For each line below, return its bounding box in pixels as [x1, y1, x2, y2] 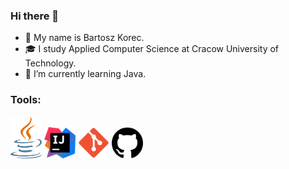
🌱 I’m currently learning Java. [24, 68, 147, 80]
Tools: [10, 93, 42, 107]
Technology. [24, 57, 77, 69]
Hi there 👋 [10, 9, 60, 23]
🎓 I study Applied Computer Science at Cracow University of [24, 43, 280, 55]
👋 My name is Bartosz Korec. [24, 32, 145, 44]
